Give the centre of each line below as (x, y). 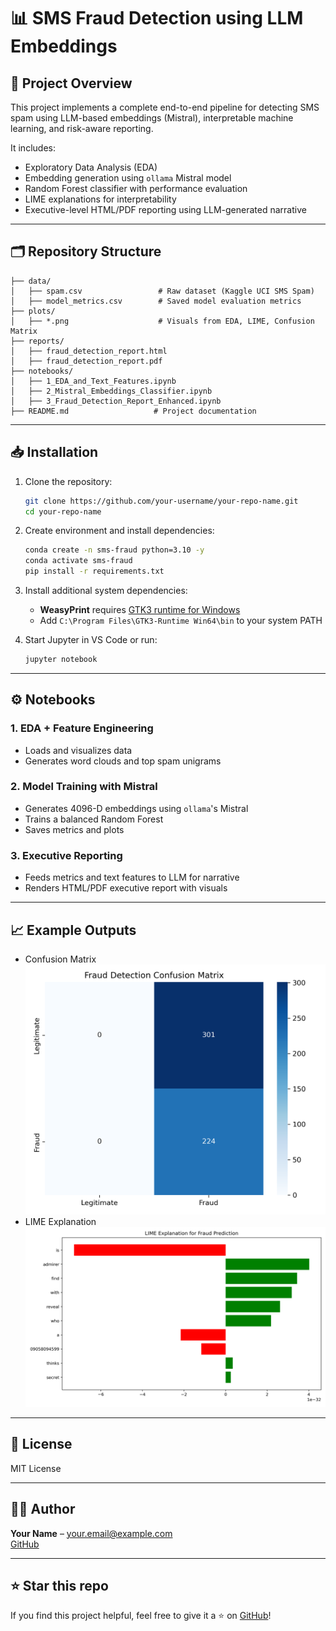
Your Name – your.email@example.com (91, 1533)
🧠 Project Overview (71, 83)
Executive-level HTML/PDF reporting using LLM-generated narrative (165, 209)
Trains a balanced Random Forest (94, 819)
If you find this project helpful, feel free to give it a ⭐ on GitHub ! (141, 1616)
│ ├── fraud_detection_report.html (89, 351)
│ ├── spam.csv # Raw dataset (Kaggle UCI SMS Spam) (162, 291)
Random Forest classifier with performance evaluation (136, 188)
